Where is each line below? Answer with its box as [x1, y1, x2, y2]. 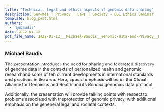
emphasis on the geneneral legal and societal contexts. [5, 101, 116, 107]
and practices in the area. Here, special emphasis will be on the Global [5, 77, 147, 82]
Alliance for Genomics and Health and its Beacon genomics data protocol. [5, 82, 154, 88]
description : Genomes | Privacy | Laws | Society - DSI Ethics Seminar [5, 12, 154, 16]
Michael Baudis [5, 50, 42, 57]
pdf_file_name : [5, 34, 36, 39]
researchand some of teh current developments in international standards [5, 71, 153, 78]
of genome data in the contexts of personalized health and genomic [5, 66, 142, 72]
